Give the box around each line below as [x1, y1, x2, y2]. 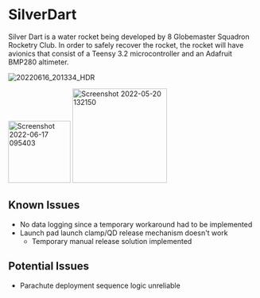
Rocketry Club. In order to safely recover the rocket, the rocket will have [8, 40, 244, 49]
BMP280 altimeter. [8, 57, 69, 67]
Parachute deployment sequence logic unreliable [19, 281, 180, 290]
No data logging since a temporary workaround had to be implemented [19, 219, 253, 229]
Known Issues [8, 199, 80, 212]
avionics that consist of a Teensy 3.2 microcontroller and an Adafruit [8, 48, 233, 58]
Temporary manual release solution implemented [31, 236, 192, 246]
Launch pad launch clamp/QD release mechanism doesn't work [19, 228, 228, 238]
